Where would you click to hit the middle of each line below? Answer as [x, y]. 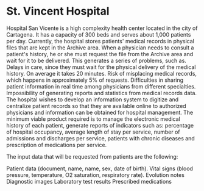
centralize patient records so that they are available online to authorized [97, 106]
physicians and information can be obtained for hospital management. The [100, 112]
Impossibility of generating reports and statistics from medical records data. [101, 93]
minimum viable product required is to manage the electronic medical [93, 119]
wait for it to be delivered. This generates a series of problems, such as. [97, 60]
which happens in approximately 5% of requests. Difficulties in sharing [95, 80]
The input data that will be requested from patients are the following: [92, 156]
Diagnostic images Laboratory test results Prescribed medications [89, 181]
